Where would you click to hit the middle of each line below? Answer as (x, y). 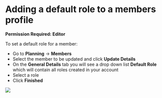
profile (19, 20)
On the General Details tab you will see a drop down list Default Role (85, 64)
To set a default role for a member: (41, 43)
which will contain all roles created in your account (66, 70)
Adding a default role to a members (80, 9)
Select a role (26, 75)
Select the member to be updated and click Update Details (74, 59)
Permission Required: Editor (35, 34)
